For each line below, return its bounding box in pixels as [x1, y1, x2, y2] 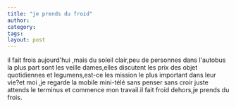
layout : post [7, 37, 46, 44]
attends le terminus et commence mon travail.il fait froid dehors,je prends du [7, 86, 230, 94]
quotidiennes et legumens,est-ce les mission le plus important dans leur [7, 71, 216, 80]
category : [7, 23, 37, 30]
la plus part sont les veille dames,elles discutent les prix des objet [7, 63, 198, 72]
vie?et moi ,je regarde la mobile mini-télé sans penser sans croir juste [7, 78, 209, 87]
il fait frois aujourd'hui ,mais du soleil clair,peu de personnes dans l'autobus [7, 56, 226, 64]
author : [7, 17, 30, 24]
